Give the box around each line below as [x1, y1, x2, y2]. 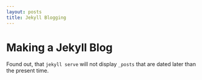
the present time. [6, 67, 49, 75]
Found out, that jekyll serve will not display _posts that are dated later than [6, 61, 196, 68]
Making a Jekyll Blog [6, 41, 113, 55]
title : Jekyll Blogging [6, 15, 67, 21]
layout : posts [6, 8, 42, 15]
